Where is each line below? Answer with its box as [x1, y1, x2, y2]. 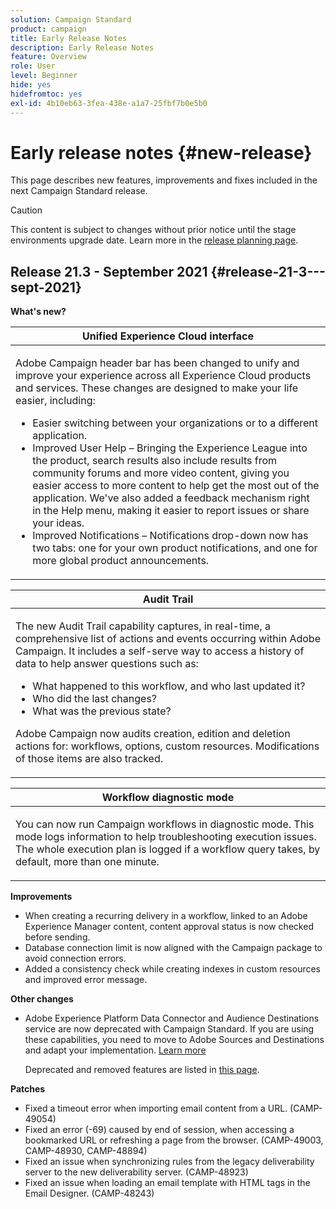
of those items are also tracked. [15, 752, 163, 766]
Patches [10, 1083, 46, 1095]
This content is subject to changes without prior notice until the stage [10, 224, 297, 236]
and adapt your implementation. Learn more [24, 1044, 207, 1056]
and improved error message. [24, 974, 148, 986]
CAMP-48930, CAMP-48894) [24, 1145, 148, 1157]
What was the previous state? [32, 704, 172, 718]
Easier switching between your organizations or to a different [32, 416, 319, 430]
